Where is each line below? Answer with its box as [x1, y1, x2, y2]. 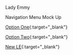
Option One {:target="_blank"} [5, 24, 68, 30]
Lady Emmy [5, 5, 30, 10]
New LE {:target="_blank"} [5, 44, 60, 50]
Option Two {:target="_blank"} [5, 34, 68, 40]
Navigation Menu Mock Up [5, 14, 62, 20]
